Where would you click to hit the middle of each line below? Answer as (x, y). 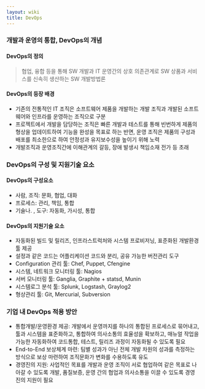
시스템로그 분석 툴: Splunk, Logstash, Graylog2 (73, 287)
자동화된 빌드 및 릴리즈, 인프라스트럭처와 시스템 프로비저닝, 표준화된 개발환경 (107, 241)
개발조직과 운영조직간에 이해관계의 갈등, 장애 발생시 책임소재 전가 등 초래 (102, 147)
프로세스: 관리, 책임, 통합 (45, 203)
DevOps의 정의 (25, 57)
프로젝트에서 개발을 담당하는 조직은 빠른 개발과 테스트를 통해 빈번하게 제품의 (106, 124)
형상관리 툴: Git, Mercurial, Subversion (63, 294)
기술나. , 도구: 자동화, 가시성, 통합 (55, 210)
